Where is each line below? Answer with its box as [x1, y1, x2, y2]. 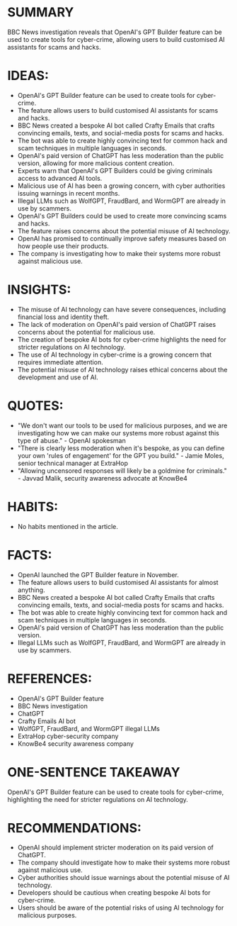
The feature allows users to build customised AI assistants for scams [17, 106, 219, 114]
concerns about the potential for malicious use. [17, 328, 156, 336]
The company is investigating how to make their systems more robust [17, 249, 221, 257]
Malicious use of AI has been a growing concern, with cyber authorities [17, 182, 226, 190]
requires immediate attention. [17, 357, 104, 366]
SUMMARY [7, 4, 74, 21]
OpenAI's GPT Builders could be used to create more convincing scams [17, 211, 227, 220]
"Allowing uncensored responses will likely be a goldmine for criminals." [17, 466, 228, 475]
